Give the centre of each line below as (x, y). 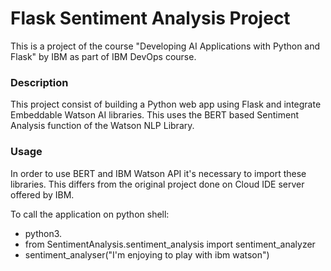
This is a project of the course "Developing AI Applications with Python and (165, 46)
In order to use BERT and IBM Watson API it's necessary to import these (158, 173)
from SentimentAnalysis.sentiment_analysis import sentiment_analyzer (170, 244)
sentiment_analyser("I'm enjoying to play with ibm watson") (147, 254)
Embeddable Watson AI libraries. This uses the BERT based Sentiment (155, 115)
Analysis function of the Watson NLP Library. (102, 126)
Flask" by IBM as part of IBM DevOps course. (103, 56)
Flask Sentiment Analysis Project (150, 18)
